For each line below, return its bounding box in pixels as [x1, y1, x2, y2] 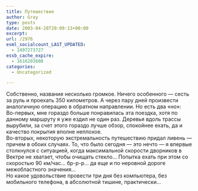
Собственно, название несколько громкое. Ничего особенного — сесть [6, 90, 190, 98]
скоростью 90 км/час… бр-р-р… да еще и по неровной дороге [6, 160, 166, 167]
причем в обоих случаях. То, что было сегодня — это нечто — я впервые [6, 141, 193, 148]
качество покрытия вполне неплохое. [6, 128, 103, 135]
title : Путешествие [6, 8, 55, 15]
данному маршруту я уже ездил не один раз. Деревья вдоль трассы [6, 116, 181, 123]
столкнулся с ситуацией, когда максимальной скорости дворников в [6, 147, 182, 154]
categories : [6, 63, 36, 70]
